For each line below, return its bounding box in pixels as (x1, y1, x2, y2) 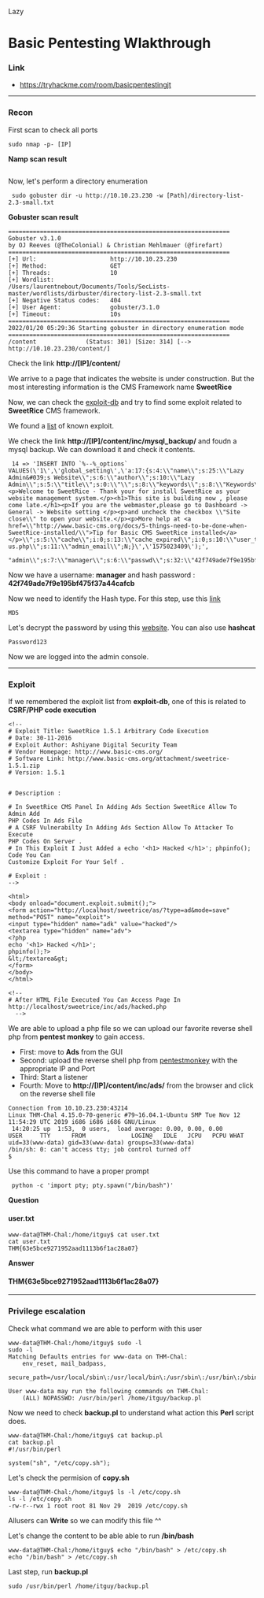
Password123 (8, 638, 47, 646)
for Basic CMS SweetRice (106, 528, 189, 536)
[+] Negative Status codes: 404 (8, 296, 122, 304)
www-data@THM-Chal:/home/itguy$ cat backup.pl (8, 1431, 163, 1440)
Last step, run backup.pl (8, 1566, 89, 1576)
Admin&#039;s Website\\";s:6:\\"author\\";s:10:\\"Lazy (8, 473, 195, 481)
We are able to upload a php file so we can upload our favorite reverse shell (8, 1024, 253, 1033)
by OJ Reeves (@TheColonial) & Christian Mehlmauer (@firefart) (8, 241, 223, 249)
